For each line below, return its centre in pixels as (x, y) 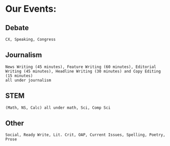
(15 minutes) (19, 76)
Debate (17, 28)
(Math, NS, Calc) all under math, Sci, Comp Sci (58, 108)
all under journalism (28, 80)
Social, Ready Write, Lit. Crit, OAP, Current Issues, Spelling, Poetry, (86, 135)
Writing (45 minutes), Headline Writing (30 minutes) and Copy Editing (83, 71)
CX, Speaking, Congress (31, 39)
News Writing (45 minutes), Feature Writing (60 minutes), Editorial (81, 67)
